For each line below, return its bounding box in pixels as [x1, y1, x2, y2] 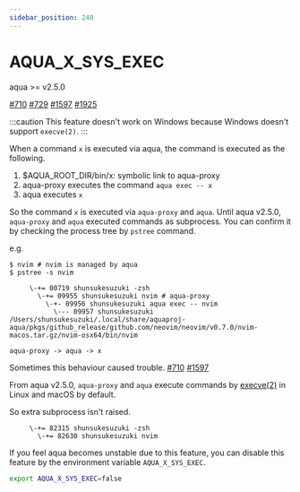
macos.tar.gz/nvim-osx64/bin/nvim [9, 331, 139, 340]
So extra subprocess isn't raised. [9, 406, 132, 417]
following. [9, 152, 46, 163]
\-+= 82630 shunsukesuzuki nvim [37, 431, 159, 440]
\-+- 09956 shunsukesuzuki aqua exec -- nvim [45, 299, 219, 308]
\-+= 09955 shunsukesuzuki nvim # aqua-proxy [37, 291, 210, 300]
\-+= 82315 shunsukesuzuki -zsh [29, 423, 150, 433]
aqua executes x [21, 189, 83, 200]
